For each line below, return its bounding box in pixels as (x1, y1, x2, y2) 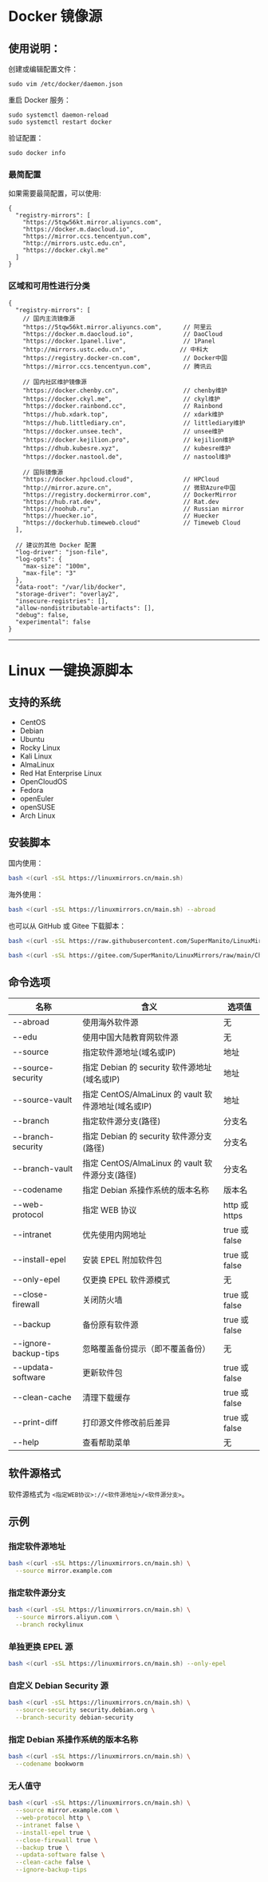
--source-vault (12, 1094, 73, 1105)
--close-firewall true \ (15, 1836, 98, 1844)
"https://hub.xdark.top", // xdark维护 (22, 410, 224, 418)
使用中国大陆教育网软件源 (82, 1032, 179, 1043)
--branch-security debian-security (15, 1714, 134, 1722)
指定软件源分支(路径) (82, 1115, 161, 1127)
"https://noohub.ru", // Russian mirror (22, 505, 245, 513)
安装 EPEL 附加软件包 (82, 1254, 162, 1266)
